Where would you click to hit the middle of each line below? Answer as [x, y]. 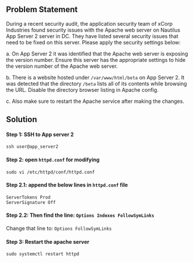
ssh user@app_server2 [32, 147]
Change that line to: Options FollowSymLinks [59, 229]
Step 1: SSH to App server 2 [40, 134]
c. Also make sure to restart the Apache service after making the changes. [95, 101]
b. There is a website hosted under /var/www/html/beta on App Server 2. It [95, 77]
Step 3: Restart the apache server [48, 241]
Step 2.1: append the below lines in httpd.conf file [67, 185]
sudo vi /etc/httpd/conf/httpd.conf [50, 172]
